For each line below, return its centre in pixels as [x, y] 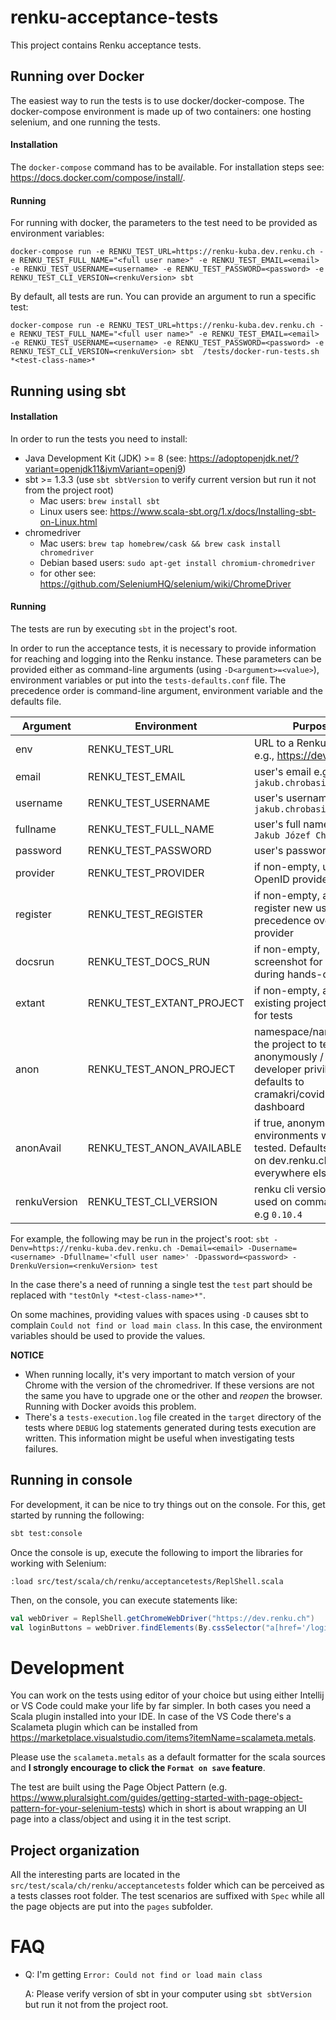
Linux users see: [73, 511]
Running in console [71, 1480]
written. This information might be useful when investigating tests [159, 1438]
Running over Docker [77, 76]
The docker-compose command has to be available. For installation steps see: [167, 167]
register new [283, 908]
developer [278, 1069]
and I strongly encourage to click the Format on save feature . [138, 1768]
